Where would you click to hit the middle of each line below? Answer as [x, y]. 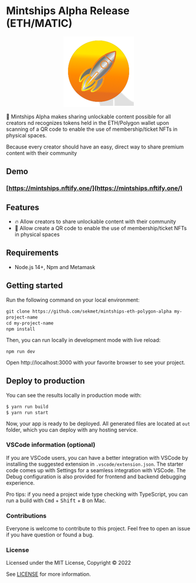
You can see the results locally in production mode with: [74, 395]
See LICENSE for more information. [48, 574]
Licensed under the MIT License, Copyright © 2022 [69, 563]
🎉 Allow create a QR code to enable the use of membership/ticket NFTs [101, 228]
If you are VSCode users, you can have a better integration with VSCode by [97, 458]
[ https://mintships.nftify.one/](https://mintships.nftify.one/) [94, 188]
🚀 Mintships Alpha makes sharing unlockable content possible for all [89, 117]
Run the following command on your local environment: [73, 300]
